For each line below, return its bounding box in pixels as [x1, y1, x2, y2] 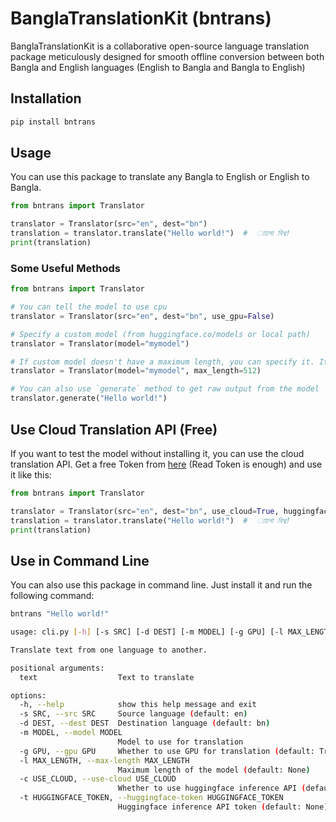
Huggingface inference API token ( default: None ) [117, 802, 329, 812]
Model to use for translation [117, 737, 244, 747]
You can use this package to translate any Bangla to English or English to [10, 171, 310, 183]
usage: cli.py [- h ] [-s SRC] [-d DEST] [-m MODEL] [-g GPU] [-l [10, 627, 284, 637]
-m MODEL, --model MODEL [19, 728, 123, 738]
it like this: [10, 468, 52, 481]
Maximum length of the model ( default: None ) [117, 765, 311, 775]
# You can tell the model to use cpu [10, 302, 168, 312]
